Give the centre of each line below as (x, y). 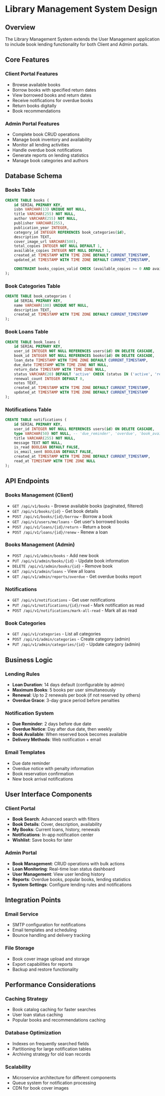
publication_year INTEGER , (41, 228)
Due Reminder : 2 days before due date (52, 724)
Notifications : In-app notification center (53, 835)
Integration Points (33, 900)
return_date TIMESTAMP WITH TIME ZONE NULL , (60, 369)
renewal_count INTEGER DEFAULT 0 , (49, 379)
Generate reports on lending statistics (50, 155)
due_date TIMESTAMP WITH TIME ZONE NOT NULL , (61, 365)
